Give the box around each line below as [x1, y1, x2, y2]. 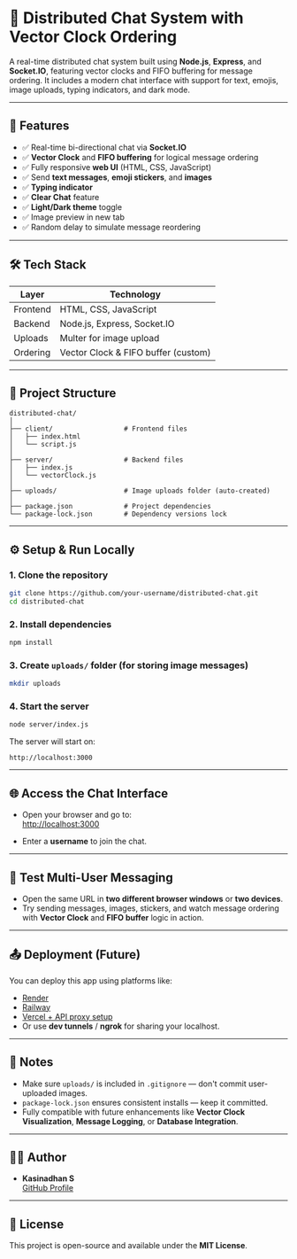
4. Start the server [9, 700, 90, 712]
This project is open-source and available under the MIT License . [9, 1240, 247, 1251]
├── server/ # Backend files [9, 455, 184, 464]
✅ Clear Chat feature [21, 191, 100, 202]
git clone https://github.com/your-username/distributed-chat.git [9, 589, 259, 598]
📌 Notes [9, 1054, 54, 1070]
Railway [21, 1001, 51, 1013]
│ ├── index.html [9, 432, 81, 441]
